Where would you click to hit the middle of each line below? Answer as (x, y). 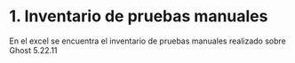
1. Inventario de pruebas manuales (139, 16)
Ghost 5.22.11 (33, 50)
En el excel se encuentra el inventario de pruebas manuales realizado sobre (147, 41)
